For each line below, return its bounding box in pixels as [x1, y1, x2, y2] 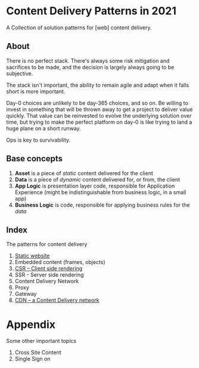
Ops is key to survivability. [6, 136, 71, 143]
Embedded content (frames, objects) [14, 259, 105, 266]
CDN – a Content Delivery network [14, 297, 99, 304]
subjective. [6, 70, 33, 77]
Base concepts [6, 154, 63, 164]
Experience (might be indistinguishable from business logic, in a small [14, 188, 186, 195]
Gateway [14, 290, 37, 298]
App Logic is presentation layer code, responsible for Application [14, 182, 175, 189]
